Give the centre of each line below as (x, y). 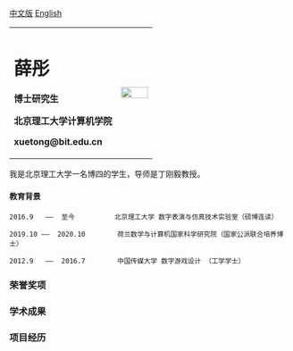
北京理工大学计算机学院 (63, 121)
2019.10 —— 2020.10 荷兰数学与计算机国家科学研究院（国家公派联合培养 (143, 235)
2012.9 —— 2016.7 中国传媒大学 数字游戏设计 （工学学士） (127, 262)
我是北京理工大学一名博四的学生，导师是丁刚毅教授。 (107, 174)
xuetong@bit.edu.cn (58, 142)
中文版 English (36, 13)
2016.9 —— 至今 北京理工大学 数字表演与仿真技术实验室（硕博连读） (144, 217)
